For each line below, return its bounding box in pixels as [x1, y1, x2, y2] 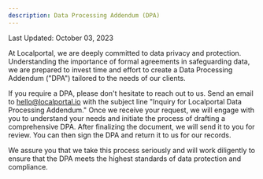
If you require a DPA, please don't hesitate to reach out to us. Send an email [8, 88, 254, 98]
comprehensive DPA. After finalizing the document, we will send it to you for [8, 122, 255, 131]
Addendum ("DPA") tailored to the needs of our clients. [8, 73, 187, 82]
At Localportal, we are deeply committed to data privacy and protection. [8, 48, 242, 57]
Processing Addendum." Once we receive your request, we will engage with [8, 105, 254, 115]
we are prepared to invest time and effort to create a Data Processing [8, 64, 233, 75]
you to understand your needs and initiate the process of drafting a [8, 113, 226, 122]
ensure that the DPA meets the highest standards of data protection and [8, 154, 242, 163]
